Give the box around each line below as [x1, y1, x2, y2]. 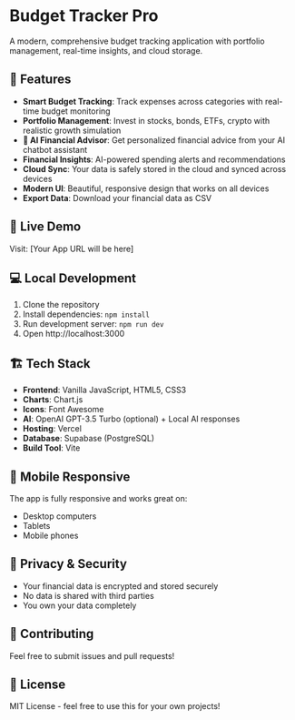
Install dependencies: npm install [22, 309, 150, 319]
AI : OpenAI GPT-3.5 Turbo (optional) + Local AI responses [22, 413, 241, 424]
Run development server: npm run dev [22, 319, 164, 330]
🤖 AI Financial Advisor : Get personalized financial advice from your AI [22, 134, 286, 146]
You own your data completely [22, 600, 137, 611]
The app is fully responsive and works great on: [9, 493, 188, 503]
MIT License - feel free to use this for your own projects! [9, 701, 221, 712]
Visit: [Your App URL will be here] [9, 243, 134, 254]
